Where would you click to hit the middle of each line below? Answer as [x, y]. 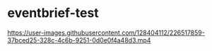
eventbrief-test [53, 13]
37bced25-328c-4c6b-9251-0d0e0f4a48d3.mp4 [79, 40]
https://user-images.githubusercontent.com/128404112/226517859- [106, 33]
